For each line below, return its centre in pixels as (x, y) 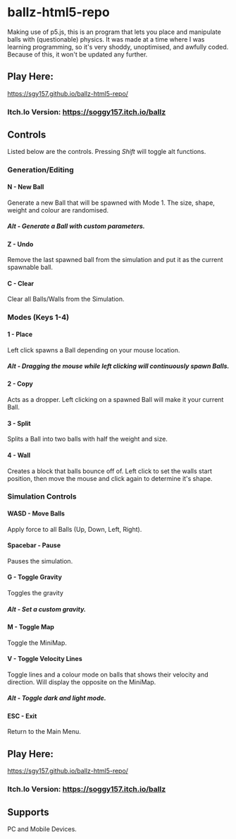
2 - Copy (20, 384)
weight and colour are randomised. (58, 210)
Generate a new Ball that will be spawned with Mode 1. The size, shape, (111, 203)
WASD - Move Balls (36, 513)
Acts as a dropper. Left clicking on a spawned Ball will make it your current (116, 400)
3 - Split (19, 423)
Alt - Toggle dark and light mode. (57, 698)
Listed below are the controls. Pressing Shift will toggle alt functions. (107, 152)
